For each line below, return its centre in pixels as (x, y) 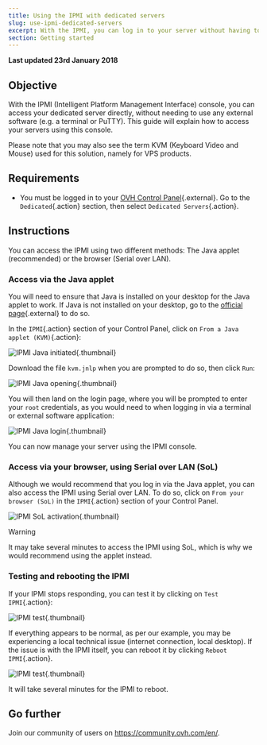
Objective (33, 85)
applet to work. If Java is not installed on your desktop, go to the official (126, 305)
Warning (22, 532)
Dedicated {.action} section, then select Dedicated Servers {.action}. (129, 206)
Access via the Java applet (61, 279)
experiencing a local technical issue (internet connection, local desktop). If (130, 641)
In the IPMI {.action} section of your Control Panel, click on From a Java (124, 328)
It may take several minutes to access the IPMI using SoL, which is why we (130, 547)
